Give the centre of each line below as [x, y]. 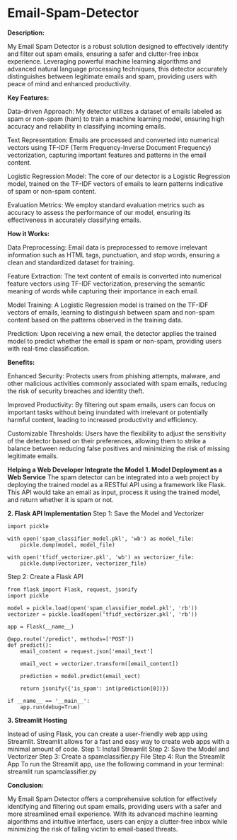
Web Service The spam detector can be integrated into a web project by [113, 477]
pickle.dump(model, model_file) [68, 545]
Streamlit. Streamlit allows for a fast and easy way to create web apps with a [118, 741]
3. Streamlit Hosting [37, 720]
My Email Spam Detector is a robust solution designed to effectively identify [118, 46]
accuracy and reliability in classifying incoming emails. [87, 126]
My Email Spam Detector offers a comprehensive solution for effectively [112, 799]
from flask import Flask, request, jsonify [73, 589]
